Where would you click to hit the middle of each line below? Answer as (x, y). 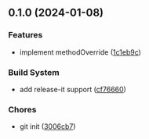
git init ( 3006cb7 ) (47, 127)
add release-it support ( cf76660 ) (73, 89)
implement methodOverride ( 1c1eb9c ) (80, 52)
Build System (34, 72)
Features (25, 35)
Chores (22, 109)
